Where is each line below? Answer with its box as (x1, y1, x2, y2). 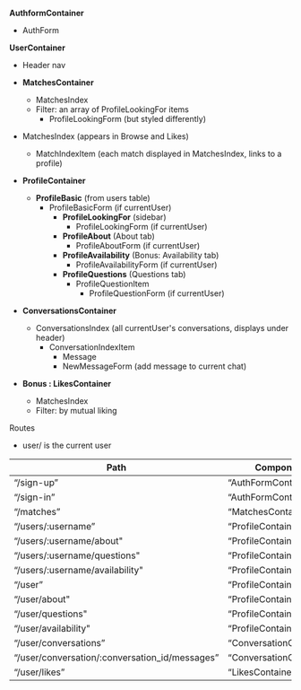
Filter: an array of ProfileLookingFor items (35, 104, 190, 115)
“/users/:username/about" (13, 535, 124, 546)
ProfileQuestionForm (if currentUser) (89, 288, 226, 299)
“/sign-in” (13, 491, 56, 503)
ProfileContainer (21, 175, 86, 186)
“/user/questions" (13, 607, 88, 620)
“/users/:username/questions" (13, 549, 141, 562)
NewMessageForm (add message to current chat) (62, 361, 247, 371)
